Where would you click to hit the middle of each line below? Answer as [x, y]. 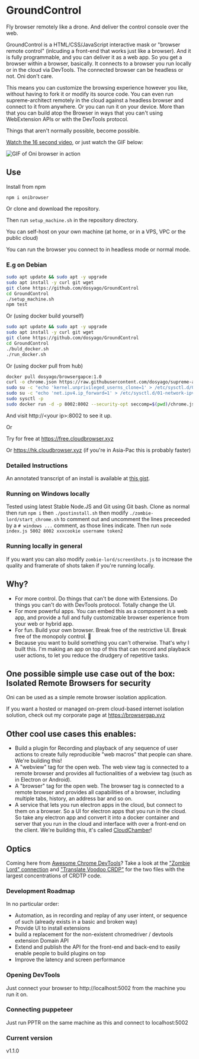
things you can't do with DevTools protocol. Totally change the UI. [95, 605]
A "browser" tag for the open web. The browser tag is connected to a [99, 786]
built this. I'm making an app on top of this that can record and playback [102, 649]
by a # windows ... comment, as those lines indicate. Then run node [89, 525]
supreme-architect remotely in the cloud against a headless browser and [95, 100]
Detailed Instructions [37, 465]
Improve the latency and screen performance [70, 960]
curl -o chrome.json [32, 382]
